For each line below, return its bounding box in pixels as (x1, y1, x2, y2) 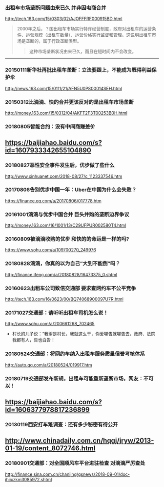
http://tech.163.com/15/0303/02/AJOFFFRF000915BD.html (5, 16, 123, 22)
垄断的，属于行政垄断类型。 (25, 38, 82, 44)
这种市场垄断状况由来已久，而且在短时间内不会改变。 (29, 49, 137, 54)
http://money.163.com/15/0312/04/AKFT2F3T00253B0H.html (5, 110, 128, 116)
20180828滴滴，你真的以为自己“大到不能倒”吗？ (5, 260, 121, 267)
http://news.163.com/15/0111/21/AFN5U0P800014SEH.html (5, 85, 122, 91)
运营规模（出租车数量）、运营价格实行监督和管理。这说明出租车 (25, 32, 152, 38)
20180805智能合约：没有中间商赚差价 (5, 123, 95, 130)
